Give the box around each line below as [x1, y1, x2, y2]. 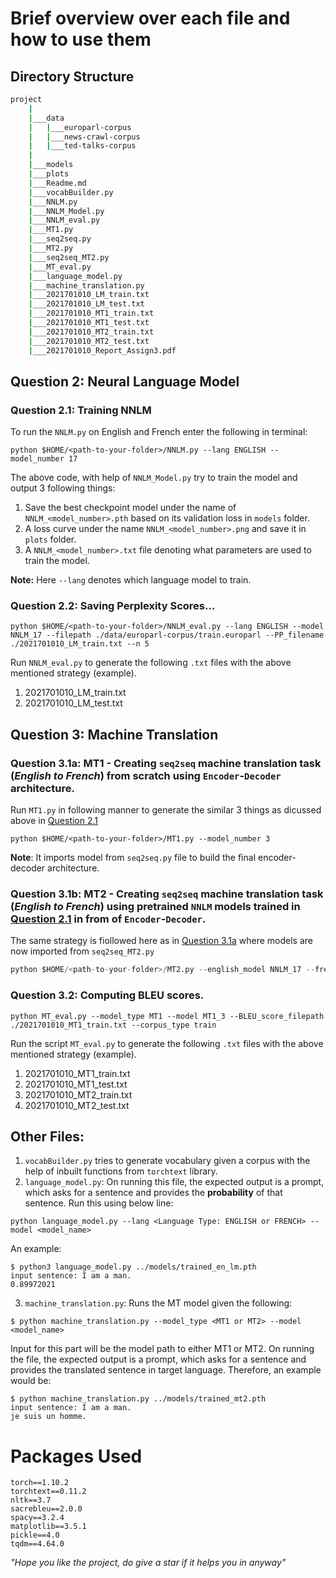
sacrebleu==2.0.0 [10, 1504, 83, 1514]
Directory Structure [10, 68, 135, 85]
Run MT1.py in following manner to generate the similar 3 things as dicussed [10, 804, 322, 816]
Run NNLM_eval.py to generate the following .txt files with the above [10, 657, 292, 669]
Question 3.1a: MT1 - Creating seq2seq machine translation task [10, 756, 322, 770]
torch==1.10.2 [10, 1478, 70, 1488]
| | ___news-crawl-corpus [28, 132, 141, 142]
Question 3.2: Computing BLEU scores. [10, 988, 205, 1002]
